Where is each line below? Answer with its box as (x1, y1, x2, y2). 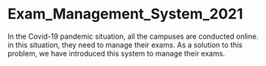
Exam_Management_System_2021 (7, 5, 243, 23)
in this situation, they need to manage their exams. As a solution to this (7, 39, 243, 49)
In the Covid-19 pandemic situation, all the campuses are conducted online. (7, 31, 260, 41)
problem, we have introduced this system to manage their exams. (7, 48, 226, 58)
